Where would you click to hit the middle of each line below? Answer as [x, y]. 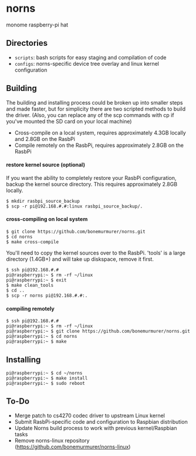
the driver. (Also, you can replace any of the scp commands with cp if [90, 115]
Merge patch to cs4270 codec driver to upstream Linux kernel [90, 415]
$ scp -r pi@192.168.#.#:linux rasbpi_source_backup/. [75, 206]
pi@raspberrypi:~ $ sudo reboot [45, 383]
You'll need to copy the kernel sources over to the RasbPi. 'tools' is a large [96, 253]
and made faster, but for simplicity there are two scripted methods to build [96, 109]
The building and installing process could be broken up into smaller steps [94, 102]
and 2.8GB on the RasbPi [45, 139]
